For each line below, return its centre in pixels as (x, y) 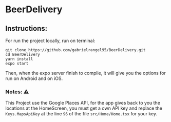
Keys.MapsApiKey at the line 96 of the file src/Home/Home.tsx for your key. (81, 114)
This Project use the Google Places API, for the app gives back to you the (83, 103)
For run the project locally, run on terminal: (50, 40)
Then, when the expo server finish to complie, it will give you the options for (85, 73)
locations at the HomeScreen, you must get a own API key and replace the (84, 108)
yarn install (19, 59)
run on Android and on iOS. (34, 78)
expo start (17, 64)
